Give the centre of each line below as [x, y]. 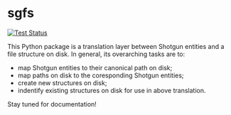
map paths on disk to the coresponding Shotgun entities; [101, 75]
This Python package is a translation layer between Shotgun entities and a [116, 46]
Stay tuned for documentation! [52, 104]
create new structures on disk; [62, 82]
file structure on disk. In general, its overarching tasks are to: [96, 54]
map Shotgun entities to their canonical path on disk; [95, 67]
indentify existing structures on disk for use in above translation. [112, 90]
